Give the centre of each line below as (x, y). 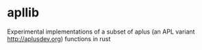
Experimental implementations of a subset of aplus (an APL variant (101, 32)
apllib (23, 13)
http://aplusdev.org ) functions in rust (59, 38)
